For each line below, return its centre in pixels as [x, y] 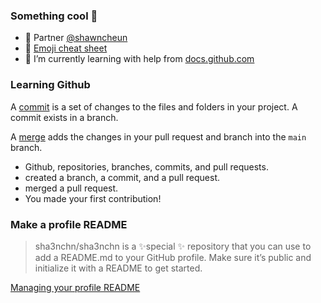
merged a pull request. [71, 188]
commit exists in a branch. [64, 117]
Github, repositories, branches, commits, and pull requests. [146, 166]
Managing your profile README [75, 287]
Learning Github [50, 85]
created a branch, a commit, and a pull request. [122, 177]
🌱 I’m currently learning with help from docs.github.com [139, 59]
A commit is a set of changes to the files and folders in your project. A [154, 106]
